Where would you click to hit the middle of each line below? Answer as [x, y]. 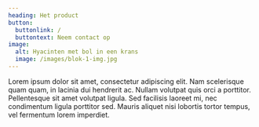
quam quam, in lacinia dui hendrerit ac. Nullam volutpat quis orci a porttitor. [129, 89]
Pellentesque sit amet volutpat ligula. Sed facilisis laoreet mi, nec [113, 98]
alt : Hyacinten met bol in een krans [77, 52]
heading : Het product [44, 15]
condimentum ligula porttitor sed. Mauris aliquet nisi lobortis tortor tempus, [129, 106]
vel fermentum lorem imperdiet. [59, 114]
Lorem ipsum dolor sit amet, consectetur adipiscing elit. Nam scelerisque [126, 81]
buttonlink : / [38, 30]
